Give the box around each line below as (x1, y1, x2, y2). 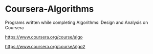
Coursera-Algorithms (5, 3, 94, 15)
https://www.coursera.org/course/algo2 (5, 43, 86, 49)
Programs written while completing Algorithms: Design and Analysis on (5, 19, 148, 25)
